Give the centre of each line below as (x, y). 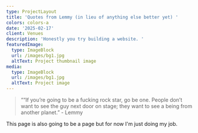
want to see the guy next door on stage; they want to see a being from (106, 106)
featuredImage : (25, 45)
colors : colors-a (27, 22)
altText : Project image (40, 83)
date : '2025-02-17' (30, 28)
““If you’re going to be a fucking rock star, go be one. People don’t (101, 100)
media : (14, 66)
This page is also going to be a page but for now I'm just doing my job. (92, 124)
